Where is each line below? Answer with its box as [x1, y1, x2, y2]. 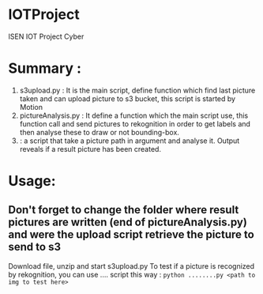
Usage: [8, 172, 57, 190]
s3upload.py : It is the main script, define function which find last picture [19, 85, 256, 95]
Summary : [8, 59, 81, 77]
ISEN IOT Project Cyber [8, 32, 85, 41]
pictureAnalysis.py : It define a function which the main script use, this [19, 111, 249, 120]
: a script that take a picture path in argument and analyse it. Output [19, 136, 240, 145]
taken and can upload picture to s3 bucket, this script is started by [19, 93, 235, 104]
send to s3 [8, 240, 62, 254]
